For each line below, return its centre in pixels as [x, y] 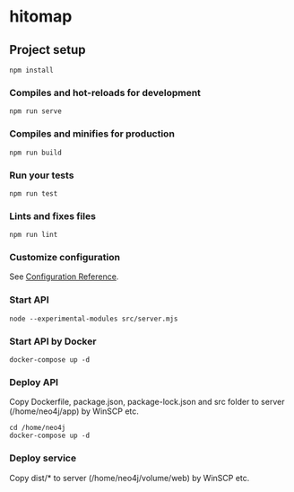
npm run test [34, 193]
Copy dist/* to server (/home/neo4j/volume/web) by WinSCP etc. [130, 478]
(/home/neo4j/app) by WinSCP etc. [74, 411]
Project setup [48, 50]
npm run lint [34, 235]
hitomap [41, 17]
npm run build [36, 153]
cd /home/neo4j [38, 428]
